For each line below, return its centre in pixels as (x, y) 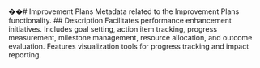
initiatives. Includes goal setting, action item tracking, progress (113, 29)
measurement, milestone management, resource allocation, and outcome (130, 38)
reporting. (25, 55)
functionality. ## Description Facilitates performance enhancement (120, 20)
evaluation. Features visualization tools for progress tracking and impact (129, 46)
